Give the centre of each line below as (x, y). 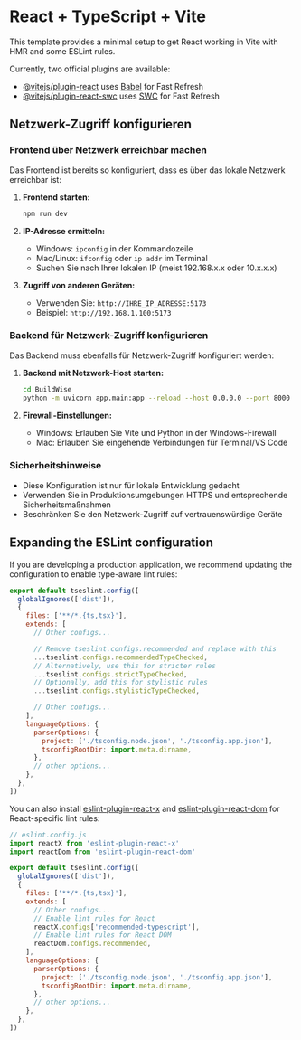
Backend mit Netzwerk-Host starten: (93, 373)
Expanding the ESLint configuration (112, 543)
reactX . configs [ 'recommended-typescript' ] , (117, 927)
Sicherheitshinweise (56, 466)
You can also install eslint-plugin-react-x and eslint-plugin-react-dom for (145, 808)
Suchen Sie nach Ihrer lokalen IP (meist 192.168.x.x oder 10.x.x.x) (156, 268)
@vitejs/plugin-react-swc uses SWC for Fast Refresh (121, 96)
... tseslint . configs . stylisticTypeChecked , (117, 691)
